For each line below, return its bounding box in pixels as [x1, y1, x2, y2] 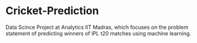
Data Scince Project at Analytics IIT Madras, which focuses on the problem [5, 24, 189, 31]
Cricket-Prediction [5, 4, 99, 18]
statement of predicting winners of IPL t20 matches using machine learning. [5, 29, 191, 37]
